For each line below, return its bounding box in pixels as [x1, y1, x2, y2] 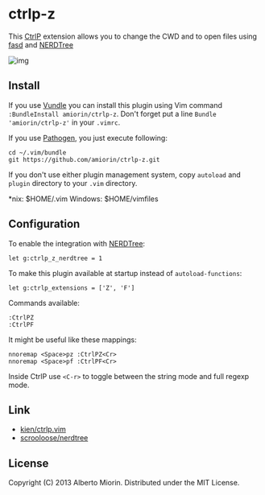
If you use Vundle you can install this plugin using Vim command [8, 100, 223, 109]
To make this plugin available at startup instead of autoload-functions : [8, 268, 242, 278]
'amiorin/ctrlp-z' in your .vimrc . [8, 118, 121, 127]
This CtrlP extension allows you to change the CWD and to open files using [8, 31, 258, 41]
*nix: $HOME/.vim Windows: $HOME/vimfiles [8, 194, 159, 204]
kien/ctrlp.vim [19, 424, 66, 435]
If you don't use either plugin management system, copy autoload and [8, 170, 242, 179]
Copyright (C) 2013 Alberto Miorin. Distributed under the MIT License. [8, 478, 240, 488]
